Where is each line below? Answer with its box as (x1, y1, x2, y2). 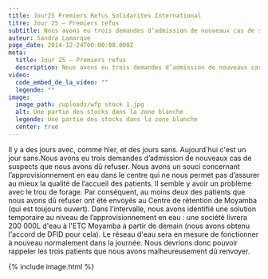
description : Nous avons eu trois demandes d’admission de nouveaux (15, 64, 248, 72)
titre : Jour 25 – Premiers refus (8, 19, 120, 27)
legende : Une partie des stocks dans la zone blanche (15, 116, 198, 124)
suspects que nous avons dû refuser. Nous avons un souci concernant (8, 161, 241, 171)
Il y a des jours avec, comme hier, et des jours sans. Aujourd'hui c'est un (8, 144, 246, 154)
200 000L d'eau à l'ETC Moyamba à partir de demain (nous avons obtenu (8, 221, 250, 230)
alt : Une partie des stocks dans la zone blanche (15, 108, 183, 116)
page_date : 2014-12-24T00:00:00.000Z (8, 41, 134, 49)
